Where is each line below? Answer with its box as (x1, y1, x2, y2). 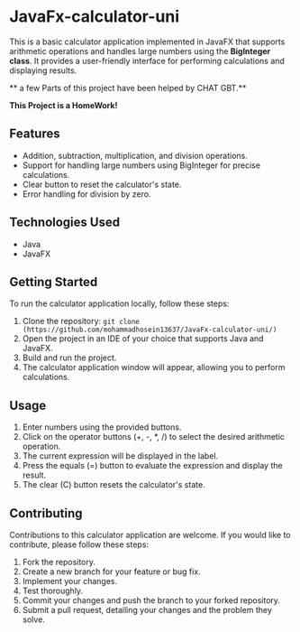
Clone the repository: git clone (22, 316, 140, 327)
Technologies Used (9, 215, 120, 230)
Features (9, 126, 60, 142)
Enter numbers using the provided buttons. (22, 422, 182, 432)
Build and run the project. (22, 352, 117, 363)
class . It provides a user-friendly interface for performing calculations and (9, 55, 286, 66)
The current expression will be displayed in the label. (22, 451, 219, 461)
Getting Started (9, 274, 98, 290)
